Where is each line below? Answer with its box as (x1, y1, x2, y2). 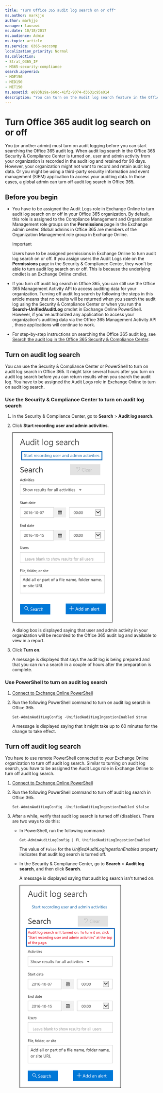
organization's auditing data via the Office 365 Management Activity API (12, 317, 157, 323)
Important (12, 241, 32, 247)
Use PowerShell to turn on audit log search (5, 679, 108, 686)
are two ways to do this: (12, 819, 60, 824)
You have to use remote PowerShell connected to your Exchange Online (5, 755, 149, 761)
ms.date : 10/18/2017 (5, 28, 47, 34)
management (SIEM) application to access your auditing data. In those (5, 174, 146, 180)
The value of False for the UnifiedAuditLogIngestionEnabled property (19, 846, 158, 852)
